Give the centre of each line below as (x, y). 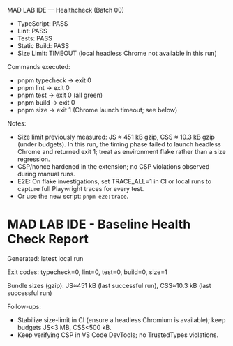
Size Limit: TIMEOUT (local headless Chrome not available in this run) (117, 53)
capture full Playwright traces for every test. (81, 189)
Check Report (48, 239)
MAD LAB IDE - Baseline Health (99, 224)
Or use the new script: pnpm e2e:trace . (73, 196)
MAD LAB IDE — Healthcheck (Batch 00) (66, 10)
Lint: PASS (32, 31)
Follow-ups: (24, 306)
